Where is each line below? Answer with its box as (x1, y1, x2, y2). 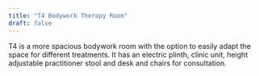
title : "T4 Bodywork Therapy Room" (8, 11, 128, 20)
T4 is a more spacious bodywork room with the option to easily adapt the (8, 41, 252, 50)
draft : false (8, 19, 52, 27)
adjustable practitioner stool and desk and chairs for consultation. (8, 58, 228, 68)
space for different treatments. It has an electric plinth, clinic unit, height (8, 50, 249, 59)
